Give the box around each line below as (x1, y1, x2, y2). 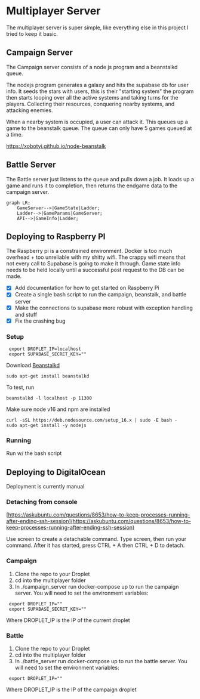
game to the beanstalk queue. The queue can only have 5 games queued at (6, 124, 192, 132)
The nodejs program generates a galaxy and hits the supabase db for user (6, 81, 189, 88)
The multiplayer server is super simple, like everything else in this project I (6, 24, 189, 31)
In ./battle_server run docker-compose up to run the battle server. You (14, 657, 187, 664)
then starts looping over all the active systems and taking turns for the (6, 94, 179, 101)
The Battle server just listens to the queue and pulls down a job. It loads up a (6, 175, 195, 183)
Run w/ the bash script (6, 450, 62, 457)
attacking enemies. (6, 106, 53, 114)
